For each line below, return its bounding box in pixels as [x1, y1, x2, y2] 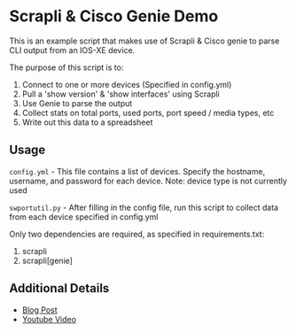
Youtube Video [21, 314, 77, 324]
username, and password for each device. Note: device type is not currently [9, 175, 288, 186]
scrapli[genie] [21, 255, 74, 266]
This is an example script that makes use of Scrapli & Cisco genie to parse [9, 35, 280, 46]
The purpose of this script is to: [9, 62, 124, 73]
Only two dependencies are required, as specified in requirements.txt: [9, 228, 265, 239]
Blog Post [21, 304, 58, 315]
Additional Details [9, 281, 110, 296]
